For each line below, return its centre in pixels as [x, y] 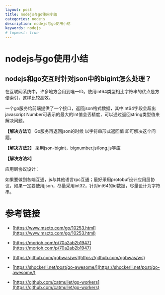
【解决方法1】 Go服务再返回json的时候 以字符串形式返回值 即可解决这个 [78, 131]
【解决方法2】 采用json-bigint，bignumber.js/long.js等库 [63, 148]
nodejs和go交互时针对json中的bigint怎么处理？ [78, 79]
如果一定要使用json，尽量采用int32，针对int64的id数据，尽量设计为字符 [87, 186]
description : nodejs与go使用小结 [38, 24]
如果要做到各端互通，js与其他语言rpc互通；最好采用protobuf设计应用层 [78, 179]
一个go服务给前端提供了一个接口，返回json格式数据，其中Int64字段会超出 [81, 108]
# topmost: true [22, 33]
